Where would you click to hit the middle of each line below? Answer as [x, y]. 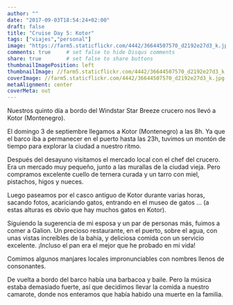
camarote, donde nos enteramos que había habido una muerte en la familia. [115, 295]
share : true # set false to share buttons [80, 59]
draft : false [26, 26]
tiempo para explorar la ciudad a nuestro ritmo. [74, 146]
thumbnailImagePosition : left [51, 65]
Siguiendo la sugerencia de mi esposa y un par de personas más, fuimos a [114, 223]
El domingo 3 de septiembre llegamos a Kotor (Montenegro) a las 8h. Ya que [116, 132]
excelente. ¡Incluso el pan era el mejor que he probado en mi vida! [102, 245]
